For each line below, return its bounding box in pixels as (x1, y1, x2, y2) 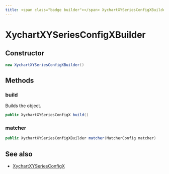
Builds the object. (5, 103, 42, 109)
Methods (5, 76, 34, 84)
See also (5, 149, 33, 158)
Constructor (5, 49, 44, 58)
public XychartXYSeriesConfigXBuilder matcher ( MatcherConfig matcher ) (5, 136, 156, 141)
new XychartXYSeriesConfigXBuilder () (5, 62, 84, 67)
